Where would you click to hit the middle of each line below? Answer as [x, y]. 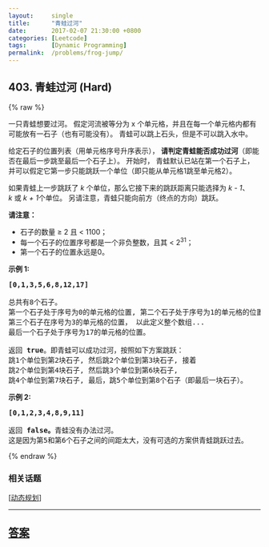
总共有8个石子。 [35, 302]
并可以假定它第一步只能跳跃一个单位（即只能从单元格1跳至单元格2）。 [122, 171]
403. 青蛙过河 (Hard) [60, 88]
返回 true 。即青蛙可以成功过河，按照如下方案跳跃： [96, 350]
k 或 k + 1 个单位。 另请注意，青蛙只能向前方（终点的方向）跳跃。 [116, 198]
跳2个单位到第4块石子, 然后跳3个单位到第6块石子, [93, 370]
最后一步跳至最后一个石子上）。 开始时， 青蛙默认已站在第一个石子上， [138, 160]
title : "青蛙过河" [45, 23]
